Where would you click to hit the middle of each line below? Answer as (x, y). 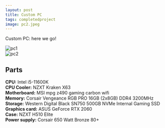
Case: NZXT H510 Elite (29, 114)
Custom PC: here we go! (31, 39)
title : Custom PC (24, 15)
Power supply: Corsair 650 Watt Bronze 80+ (52, 120)
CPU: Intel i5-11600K (27, 82)
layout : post (19, 10)
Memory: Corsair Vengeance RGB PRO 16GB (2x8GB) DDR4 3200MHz (79, 98)
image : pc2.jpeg (22, 24)
